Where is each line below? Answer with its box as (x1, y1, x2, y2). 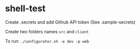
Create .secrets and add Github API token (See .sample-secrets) (5, 19, 136, 25)
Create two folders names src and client (5, 28, 89, 34)
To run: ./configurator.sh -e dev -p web (5, 38, 89, 44)
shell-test (5, 3, 46, 14)
